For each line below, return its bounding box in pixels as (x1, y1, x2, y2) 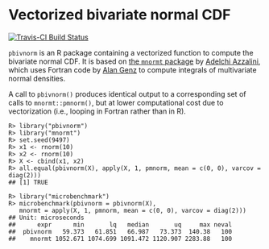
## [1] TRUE (8, 178, 48, 186)
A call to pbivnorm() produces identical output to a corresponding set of (8, 89, 246, 98)
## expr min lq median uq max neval (8, 220, 232, 229)
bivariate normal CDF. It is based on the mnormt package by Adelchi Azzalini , (8, 56, 261, 66)
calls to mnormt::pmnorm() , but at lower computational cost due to (8, 98, 224, 107)
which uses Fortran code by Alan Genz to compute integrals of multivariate (8, 64, 257, 74)
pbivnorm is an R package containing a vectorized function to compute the (8, 48, 254, 57)
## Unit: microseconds (8, 214, 85, 222)
